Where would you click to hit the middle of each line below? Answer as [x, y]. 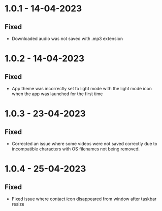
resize [18, 204]
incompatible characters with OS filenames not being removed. [76, 149]
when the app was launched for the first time [57, 94]
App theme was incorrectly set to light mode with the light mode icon [82, 88]
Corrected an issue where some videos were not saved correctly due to [84, 144]
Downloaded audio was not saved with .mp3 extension [67, 38]
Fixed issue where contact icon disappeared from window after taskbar [84, 199]
